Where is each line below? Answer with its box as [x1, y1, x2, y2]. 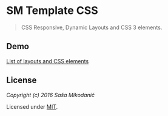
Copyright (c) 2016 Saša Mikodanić [6, 91, 95, 98]
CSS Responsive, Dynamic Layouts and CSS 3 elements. [21, 24, 163, 31]
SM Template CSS [6, 4, 98, 18]
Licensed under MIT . [6, 103, 58, 110]
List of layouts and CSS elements [6, 57, 89, 64]
